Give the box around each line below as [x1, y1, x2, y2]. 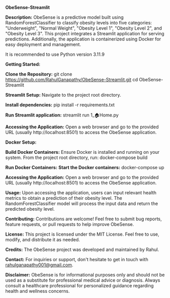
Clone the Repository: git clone [5, 71, 73, 77]
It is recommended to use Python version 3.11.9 [5, 51, 105, 57]
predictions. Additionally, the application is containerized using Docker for [5, 36, 161, 42]
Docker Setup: [5, 139, 37, 145]
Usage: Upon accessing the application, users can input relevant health [5, 190, 157, 196]
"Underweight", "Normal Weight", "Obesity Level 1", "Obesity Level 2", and [5, 25, 162, 31]
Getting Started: [5, 61, 40, 67]
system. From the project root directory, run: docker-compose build [5, 154, 147, 161]
